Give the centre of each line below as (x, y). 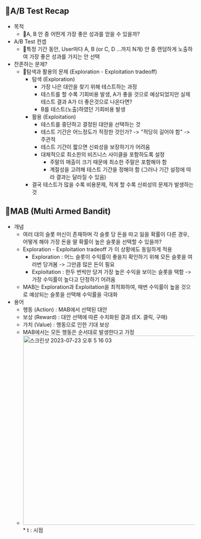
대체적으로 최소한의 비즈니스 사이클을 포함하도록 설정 (103, 154)
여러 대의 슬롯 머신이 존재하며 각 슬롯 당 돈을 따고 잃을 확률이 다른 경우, (106, 234)
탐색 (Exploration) (53, 79)
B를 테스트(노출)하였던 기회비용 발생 (83, 109)
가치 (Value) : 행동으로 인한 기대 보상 (66, 324)
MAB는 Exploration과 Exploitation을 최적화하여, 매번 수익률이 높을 (101, 287)
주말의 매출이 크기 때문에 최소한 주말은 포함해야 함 (108, 162)
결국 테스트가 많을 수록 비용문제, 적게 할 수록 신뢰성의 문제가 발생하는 (113, 184)
